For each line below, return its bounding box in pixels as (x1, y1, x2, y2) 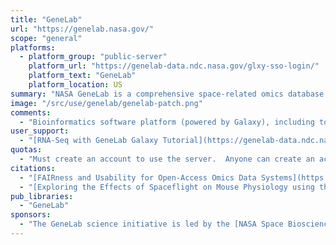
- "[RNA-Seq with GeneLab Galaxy (19, 136, 159, 146)
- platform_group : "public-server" (19, 52, 168, 62)
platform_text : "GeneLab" (28, 71, 137, 81)
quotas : (10, 145, 43, 155)
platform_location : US (28, 80, 123, 90)
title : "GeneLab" (10, 14, 83, 25)
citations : (10, 163, 56, 173)
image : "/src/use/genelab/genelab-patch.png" (10, 98, 203, 108)
